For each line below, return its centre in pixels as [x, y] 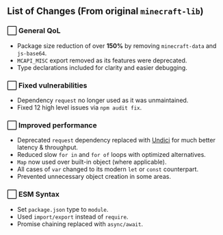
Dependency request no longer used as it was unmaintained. [103, 100]
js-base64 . [32, 53]
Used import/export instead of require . [73, 217]
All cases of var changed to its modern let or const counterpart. [108, 169]
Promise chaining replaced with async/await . [80, 224]
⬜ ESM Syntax [34, 195]
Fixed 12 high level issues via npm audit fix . [79, 107]
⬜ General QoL [34, 31]
